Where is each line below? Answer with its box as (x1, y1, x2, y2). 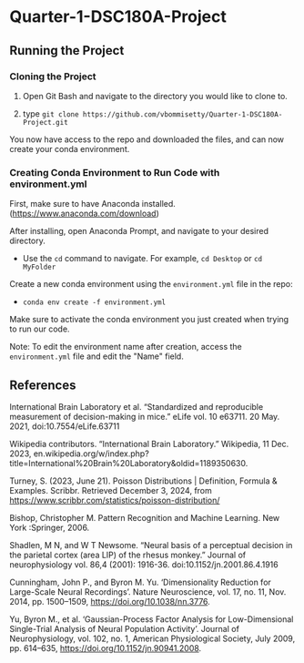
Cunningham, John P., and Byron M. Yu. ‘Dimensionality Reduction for (9, 576, 271, 587)
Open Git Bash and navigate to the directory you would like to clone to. (22, 90, 289, 101)
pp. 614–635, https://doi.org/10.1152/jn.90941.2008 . (9, 642, 202, 653)
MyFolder (22, 262, 56, 272)
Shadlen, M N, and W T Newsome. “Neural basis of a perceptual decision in (9, 539, 293, 550)
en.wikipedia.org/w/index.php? (33, 448, 150, 459)
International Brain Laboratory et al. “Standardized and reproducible (9, 401, 264, 412)
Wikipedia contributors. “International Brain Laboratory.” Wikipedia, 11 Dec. (9, 438, 289, 449)
